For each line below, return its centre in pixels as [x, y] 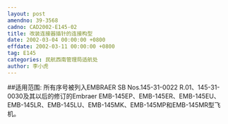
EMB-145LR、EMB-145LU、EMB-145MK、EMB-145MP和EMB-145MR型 [111, 105]
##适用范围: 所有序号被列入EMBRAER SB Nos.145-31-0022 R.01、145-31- [114, 87]
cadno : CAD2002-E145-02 [42, 27]
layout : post [26, 14]
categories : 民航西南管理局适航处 [53, 60]
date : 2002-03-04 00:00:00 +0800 [56, 40]
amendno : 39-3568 [33, 20]
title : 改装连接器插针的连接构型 [50, 33]
